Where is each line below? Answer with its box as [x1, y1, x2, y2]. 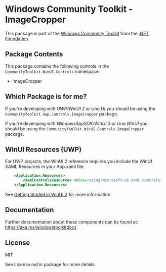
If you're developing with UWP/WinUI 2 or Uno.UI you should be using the [5, 106, 156, 111]
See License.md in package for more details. [5, 261, 96, 267]
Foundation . [5, 36, 30, 42]
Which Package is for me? [5, 93, 87, 101]
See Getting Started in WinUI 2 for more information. [5, 192, 112, 197]
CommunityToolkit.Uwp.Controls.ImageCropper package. [5, 110, 119, 117]
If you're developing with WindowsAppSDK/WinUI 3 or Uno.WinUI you [5, 120, 148, 126]
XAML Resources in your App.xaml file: [5, 163, 85, 169]
